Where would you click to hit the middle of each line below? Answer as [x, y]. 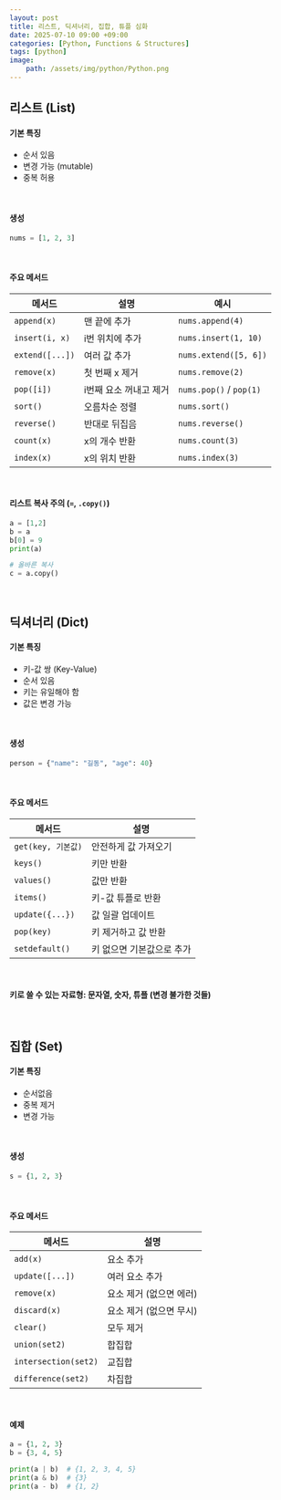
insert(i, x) [42, 338]
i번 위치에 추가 [113, 339]
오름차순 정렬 [110, 407]
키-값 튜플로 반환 [126, 898]
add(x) [28, 1259]
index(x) [33, 458]
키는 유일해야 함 [51, 692]
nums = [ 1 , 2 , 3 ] [42, 238]
